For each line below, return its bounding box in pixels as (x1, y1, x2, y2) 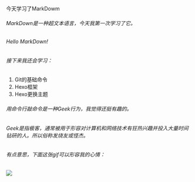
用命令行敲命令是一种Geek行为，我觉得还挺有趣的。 (6, 105, 132, 112)
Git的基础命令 (14, 76, 48, 83)
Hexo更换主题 (14, 91, 48, 98)
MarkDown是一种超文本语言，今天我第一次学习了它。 (6, 19, 136, 26)
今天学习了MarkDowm (6, 5, 60, 12)
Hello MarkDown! (6, 38, 49, 45)
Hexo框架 (14, 84, 38, 91)
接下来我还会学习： (6, 57, 53, 64)
